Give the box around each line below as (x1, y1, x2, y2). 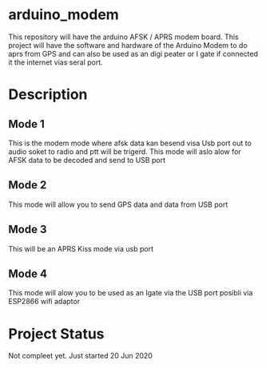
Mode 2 (8, 178, 47, 192)
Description (8, 85, 88, 104)
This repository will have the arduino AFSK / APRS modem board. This (8, 32, 240, 42)
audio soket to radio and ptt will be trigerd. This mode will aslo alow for (8, 146, 241, 156)
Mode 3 (8, 223, 47, 236)
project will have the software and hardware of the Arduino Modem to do (8, 40, 248, 49)
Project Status (8, 325, 105, 342)
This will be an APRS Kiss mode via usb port (8, 243, 154, 253)
